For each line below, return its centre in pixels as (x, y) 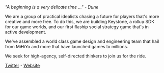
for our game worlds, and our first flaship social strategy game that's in (77, 27)
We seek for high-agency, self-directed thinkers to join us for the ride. (76, 56)
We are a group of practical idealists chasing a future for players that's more (82, 16)
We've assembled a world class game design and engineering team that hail (82, 41)
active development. (26, 32)
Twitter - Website (23, 65)
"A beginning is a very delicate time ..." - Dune (52, 7)
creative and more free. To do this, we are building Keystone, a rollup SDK (80, 22)
